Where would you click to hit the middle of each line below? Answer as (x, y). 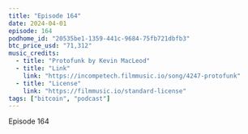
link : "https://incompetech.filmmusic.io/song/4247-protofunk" (132, 76)
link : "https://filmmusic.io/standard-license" (105, 91)
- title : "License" (49, 83)
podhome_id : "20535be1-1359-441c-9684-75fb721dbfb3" (99, 38)
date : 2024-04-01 (38, 23)
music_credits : (34, 53)
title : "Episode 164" (45, 16)
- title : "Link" (43, 69)
